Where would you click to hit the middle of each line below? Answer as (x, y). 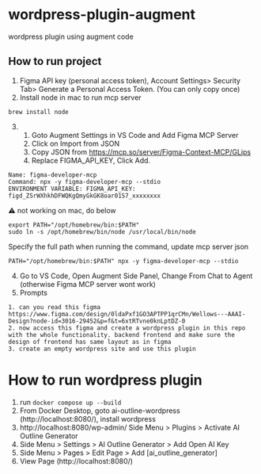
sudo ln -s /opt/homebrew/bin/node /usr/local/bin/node (102, 231)
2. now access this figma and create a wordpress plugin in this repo (127, 328)
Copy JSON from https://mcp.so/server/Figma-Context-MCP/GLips (141, 151)
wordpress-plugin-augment (102, 15)
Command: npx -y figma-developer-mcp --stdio (84, 182)
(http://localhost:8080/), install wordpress (88, 419)
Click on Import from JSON (76, 143)
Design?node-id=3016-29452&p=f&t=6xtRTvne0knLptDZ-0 (97, 321)
